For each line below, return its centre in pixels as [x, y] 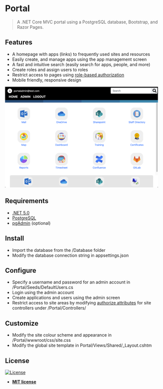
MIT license [24, 382]
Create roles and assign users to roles [50, 70]
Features [19, 43]
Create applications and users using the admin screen [66, 298]
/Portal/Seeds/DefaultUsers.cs [43, 287]
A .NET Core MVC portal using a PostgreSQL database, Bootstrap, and [87, 22]
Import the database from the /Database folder [59, 250]
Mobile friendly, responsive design [47, 80]
